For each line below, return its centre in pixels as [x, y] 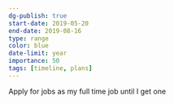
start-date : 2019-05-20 [49, 23]
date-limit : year [38, 53]
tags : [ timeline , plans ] [50, 69]
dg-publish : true [38, 16]
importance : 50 [34, 61]
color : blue [28, 46]
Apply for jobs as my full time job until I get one [87, 91]
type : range [28, 38]
